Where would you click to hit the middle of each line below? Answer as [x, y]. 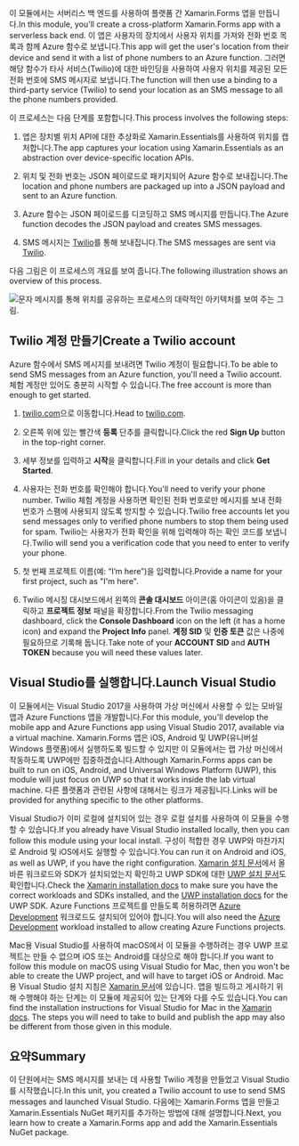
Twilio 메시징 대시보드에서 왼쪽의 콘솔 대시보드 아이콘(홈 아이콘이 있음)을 [148, 599]
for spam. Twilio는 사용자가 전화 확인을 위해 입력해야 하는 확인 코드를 [143, 532]
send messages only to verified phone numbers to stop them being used [155, 521]
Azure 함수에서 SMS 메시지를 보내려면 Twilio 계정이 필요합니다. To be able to [144, 364]
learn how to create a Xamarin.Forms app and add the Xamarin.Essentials [143, 1123]
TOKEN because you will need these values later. [112, 652]
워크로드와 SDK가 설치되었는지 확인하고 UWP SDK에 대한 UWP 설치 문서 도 [156, 874]
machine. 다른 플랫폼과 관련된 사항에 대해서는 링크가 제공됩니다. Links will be [143, 790]
